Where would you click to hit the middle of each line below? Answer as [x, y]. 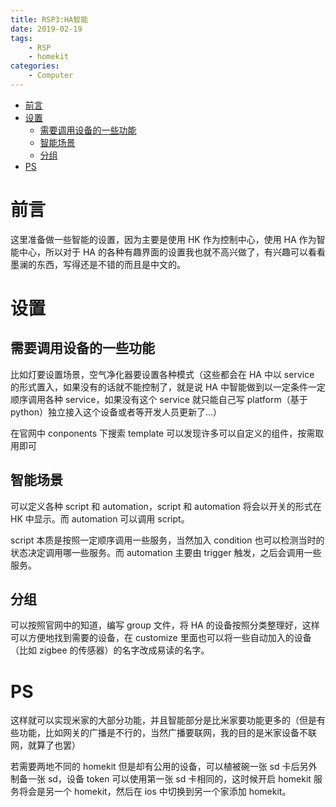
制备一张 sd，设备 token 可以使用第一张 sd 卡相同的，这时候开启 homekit [161, 779]
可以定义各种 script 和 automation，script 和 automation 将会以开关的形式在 [166, 506]
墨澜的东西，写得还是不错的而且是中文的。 [98, 264]
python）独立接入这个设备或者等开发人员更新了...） [116, 412]
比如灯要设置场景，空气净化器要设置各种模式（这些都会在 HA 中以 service [162, 374]
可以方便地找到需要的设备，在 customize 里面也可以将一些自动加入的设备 [161, 638]
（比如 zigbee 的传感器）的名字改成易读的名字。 [110, 650]
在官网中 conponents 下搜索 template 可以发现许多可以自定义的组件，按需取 [167, 433]
